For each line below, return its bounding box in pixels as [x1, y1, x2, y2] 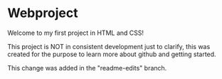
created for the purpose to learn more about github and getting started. [7, 50, 216, 58]
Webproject [7, 5, 78, 21]
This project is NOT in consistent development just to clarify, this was [7, 42, 211, 51]
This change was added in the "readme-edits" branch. [7, 63, 167, 72]
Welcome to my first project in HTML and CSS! [7, 28, 144, 37]
